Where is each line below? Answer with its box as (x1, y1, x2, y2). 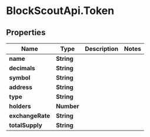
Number (55, 102, 79, 110)
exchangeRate (9, 112, 51, 119)
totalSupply (9, 121, 42, 129)
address (9, 83, 33, 91)
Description (85, 45, 119, 53)
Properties (6, 28, 46, 37)
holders (9, 102, 31, 110)
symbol (9, 74, 31, 81)
